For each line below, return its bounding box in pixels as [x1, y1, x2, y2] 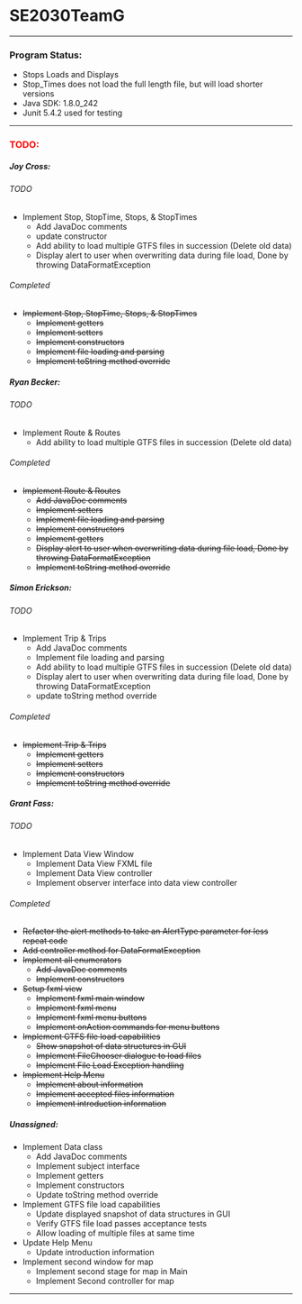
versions [22, 88, 55, 99]
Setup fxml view [22, 983, 83, 994]
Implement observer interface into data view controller [35, 878, 238, 889]
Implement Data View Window [22, 849, 135, 860]
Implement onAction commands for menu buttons [35, 1022, 220, 1033]
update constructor [35, 231, 108, 242]
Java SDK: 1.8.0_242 [22, 98, 99, 109]
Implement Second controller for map [35, 1276, 175, 1287]
